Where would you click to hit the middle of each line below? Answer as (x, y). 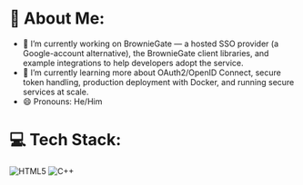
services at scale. (56, 92)
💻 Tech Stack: (66, 140)
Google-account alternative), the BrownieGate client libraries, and (146, 53)
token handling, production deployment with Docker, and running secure (158, 82)
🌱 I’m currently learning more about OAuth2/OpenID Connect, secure (152, 73)
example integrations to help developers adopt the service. (133, 63)
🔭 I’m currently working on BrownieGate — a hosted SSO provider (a (151, 44)
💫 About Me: (57, 19)
